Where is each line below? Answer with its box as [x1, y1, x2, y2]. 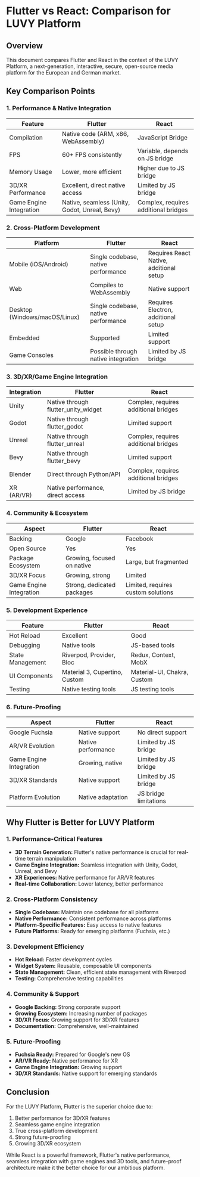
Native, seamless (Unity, [61, 198, 130, 206]
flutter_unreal [46, 440, 85, 448]
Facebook [125, 535, 154, 543]
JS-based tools [130, 641, 175, 649]
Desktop [9, 305, 33, 313]
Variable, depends [137, 147, 189, 155]
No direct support [137, 728, 187, 737]
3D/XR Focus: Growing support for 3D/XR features [14, 1016, 140, 1023]
